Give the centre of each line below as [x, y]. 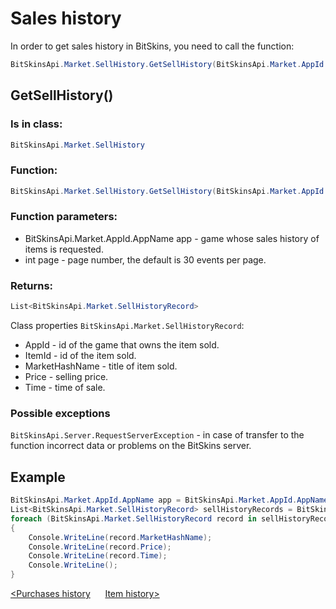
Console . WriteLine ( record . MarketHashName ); [120, 537]
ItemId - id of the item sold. [80, 356]
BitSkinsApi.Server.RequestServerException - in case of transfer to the [157, 435]
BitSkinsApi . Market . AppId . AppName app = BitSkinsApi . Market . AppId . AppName [169, 500]
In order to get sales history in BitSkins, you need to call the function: [152, 46]
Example [38, 477]
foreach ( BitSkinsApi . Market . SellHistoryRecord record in [133, 518]
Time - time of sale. [65, 388]
